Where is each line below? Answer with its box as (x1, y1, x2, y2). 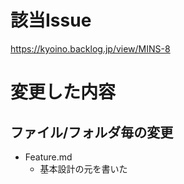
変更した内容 (10, 81, 117, 104)
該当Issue (10, 9, 92, 32)
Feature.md (24, 151, 73, 163)
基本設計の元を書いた (39, 162, 128, 175)
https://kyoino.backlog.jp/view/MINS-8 (10, 42, 171, 55)
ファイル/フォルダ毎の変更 (10, 124, 174, 141)
